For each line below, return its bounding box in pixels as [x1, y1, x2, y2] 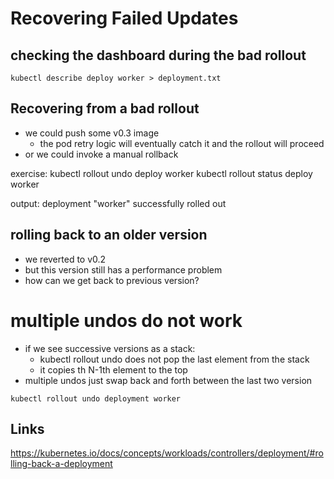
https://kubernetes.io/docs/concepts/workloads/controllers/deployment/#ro [10, 447, 324, 459]
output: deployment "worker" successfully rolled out [10, 197, 227, 209]
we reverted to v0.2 [24, 253, 107, 265]
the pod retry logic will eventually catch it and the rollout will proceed [39, 137, 325, 149]
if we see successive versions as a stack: [24, 342, 196, 354]
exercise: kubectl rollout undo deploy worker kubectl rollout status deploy [10, 167, 313, 179]
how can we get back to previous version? [24, 274, 200, 286]
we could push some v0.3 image [24, 127, 160, 139]
